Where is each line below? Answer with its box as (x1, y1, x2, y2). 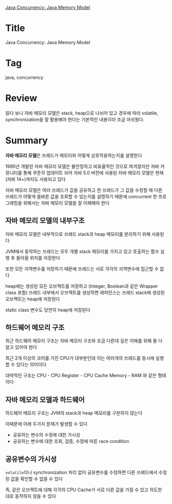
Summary (5, 135, 48, 146)
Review (5, 92, 37, 104)
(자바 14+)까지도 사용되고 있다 (5, 176, 66, 182)
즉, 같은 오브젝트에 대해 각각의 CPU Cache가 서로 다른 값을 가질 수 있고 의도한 (5, 487, 162, 493)
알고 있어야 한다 (5, 344, 37, 350)
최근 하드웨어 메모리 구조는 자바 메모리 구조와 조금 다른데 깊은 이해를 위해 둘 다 (5, 338, 163, 344)
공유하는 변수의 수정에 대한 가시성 (12, 432, 81, 438)
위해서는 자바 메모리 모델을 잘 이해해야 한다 (23, 200, 109, 206)
